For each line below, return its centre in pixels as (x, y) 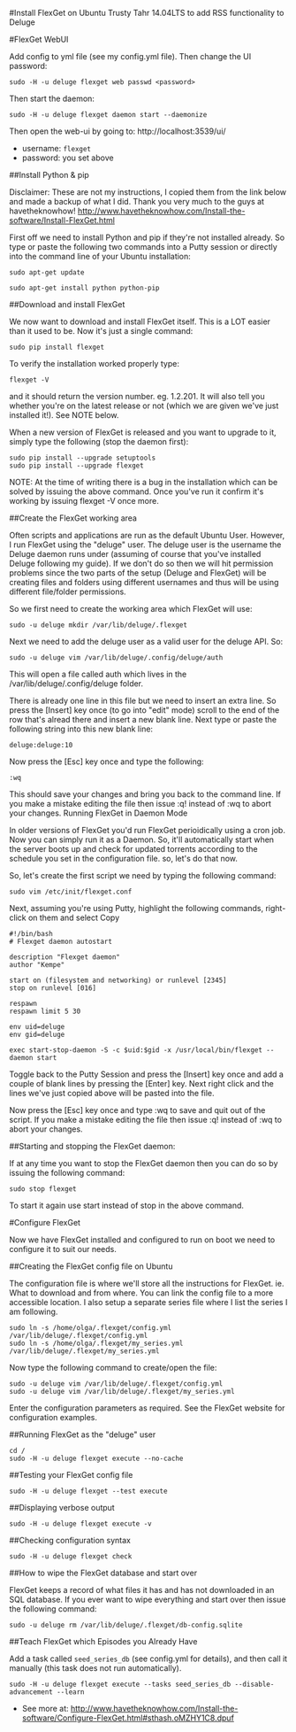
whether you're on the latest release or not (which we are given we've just (144, 406)
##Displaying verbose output (62, 1508)
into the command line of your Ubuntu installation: (100, 256)
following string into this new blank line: (81, 729)
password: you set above (68, 158)
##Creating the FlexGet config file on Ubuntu (91, 1266)
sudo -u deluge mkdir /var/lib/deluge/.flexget (99, 625)
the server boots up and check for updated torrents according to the (133, 849)
